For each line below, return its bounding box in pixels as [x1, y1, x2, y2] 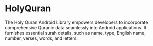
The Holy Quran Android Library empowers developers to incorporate [5, 19, 148, 25]
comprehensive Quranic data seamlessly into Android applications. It [5, 24, 147, 30]
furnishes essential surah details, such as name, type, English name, [5, 30, 146, 36]
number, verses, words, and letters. [5, 35, 78, 41]
